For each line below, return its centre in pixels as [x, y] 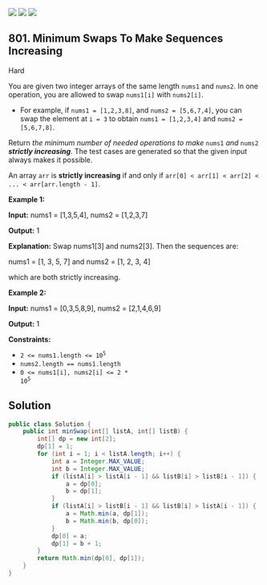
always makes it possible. [51, 160]
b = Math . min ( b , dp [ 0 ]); [107, 521]
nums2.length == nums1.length [71, 364]
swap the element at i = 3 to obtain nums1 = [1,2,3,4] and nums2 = [131, 118]
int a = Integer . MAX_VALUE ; [98, 461]
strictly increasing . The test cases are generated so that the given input [128, 151]
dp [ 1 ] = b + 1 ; [77, 543]
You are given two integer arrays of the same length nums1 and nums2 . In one [133, 86]
